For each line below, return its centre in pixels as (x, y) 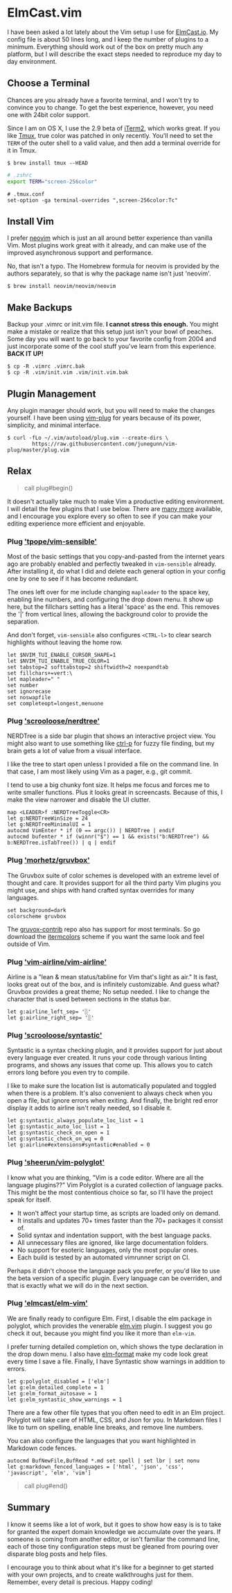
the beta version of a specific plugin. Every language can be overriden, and (115, 1278)
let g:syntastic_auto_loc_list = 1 (59, 1127)
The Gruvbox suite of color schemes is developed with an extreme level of (113, 875)
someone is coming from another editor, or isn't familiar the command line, (114, 1539)
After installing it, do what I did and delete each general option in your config (116, 571)
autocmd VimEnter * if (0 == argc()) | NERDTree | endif (91, 831)
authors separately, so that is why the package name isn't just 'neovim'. (109, 274)
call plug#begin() (48, 488)
